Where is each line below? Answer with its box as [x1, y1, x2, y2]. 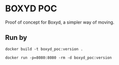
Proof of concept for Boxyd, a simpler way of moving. [5, 19, 115, 25]
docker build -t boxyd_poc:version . [5, 46, 83, 52]
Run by [5, 33, 27, 42]
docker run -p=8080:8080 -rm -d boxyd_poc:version [5, 55, 112, 60]
